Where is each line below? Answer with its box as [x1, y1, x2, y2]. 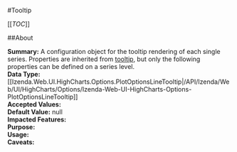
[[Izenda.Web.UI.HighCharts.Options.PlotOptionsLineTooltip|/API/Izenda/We [7, 77, 230, 86]
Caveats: [7, 138, 35, 146]
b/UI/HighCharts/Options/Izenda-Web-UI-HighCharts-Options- [7, 85, 192, 93]
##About [7, 33, 33, 42]
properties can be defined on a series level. [7, 63, 135, 70]
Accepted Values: [7, 100, 62, 109]
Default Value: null [7, 108, 63, 116]
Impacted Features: [7, 115, 66, 124]
